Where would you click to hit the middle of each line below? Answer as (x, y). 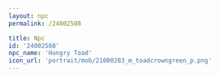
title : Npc (27, 38)
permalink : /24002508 (45, 24)
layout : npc (28, 16)
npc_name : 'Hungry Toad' (50, 53)
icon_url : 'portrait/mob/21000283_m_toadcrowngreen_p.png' (110, 61)
